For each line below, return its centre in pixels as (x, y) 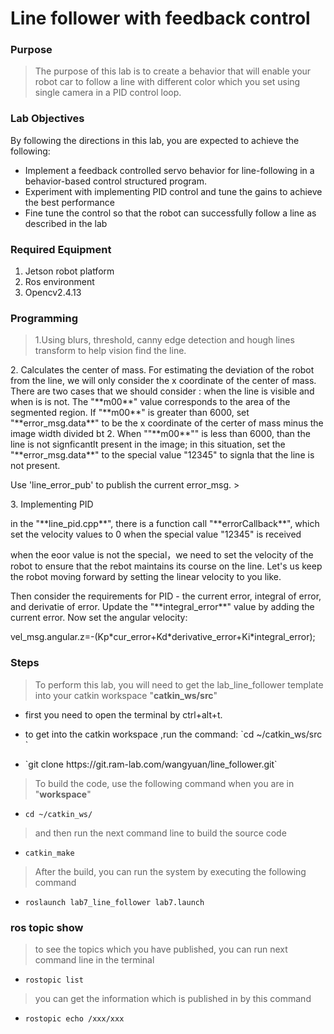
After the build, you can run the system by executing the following (170, 871)
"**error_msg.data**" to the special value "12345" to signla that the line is (162, 455)
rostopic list (54, 980)
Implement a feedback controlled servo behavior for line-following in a (169, 170)
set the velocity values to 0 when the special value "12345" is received (156, 534)
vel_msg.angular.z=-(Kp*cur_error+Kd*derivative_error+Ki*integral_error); (163, 637)
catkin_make (49, 853)
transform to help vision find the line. (110, 351)
